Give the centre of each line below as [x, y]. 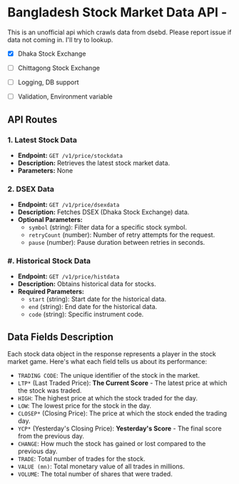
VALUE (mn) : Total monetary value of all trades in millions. [101, 467]
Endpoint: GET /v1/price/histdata [68, 276]
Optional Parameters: [50, 220]
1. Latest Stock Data [42, 140]
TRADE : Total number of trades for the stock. [82, 459]
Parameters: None [45, 170]
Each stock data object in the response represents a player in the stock [112, 354]
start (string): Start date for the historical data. [97, 299]
